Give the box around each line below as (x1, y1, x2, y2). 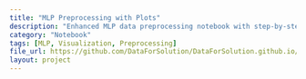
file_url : (9, 47, 47, 56)
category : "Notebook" (9, 30, 92, 39)
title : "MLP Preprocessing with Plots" (9, 13, 161, 23)
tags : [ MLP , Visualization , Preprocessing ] (9, 38, 178, 48)
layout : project (9, 55, 71, 64)
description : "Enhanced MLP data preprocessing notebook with (9, 22, 250, 31)
